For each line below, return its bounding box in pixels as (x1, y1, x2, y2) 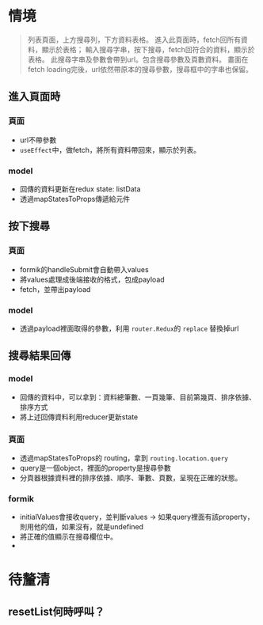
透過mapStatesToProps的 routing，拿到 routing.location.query (19, 453, 228, 463)
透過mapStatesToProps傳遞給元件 (19, 194, 131, 203)
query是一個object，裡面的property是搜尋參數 (19, 463, 172, 472)
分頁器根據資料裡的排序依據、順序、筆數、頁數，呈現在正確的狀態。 (19, 472, 242, 483)
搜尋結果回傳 (8, 349, 71, 362)
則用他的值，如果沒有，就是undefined (19, 522, 144, 532)
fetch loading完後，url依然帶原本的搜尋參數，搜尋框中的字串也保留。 (27, 64, 253, 74)
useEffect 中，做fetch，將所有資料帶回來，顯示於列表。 (19, 145, 200, 154)
